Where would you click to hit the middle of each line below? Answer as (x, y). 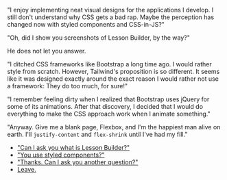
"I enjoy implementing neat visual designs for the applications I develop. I (110, 10)
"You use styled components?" (61, 155)
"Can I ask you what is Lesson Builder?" (73, 147)
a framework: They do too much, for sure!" (68, 86)
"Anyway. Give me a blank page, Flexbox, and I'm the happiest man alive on (114, 127)
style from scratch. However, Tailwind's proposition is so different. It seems (113, 72)
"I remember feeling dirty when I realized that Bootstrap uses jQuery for (108, 99)
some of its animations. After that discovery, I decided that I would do (105, 106)
